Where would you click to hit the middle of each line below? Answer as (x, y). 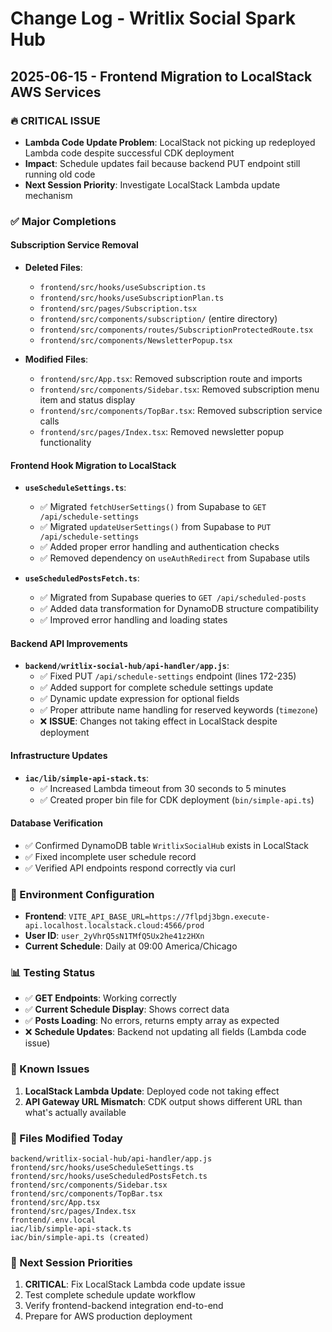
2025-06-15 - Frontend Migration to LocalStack (161, 76)
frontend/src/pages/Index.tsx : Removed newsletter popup (161, 431)
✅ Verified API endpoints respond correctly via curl (130, 868)
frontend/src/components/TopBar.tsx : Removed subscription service (181, 410)
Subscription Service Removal (74, 245)
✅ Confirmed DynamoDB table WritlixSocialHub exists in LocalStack (167, 845)
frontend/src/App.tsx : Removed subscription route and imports (171, 378)
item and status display (87, 400)
